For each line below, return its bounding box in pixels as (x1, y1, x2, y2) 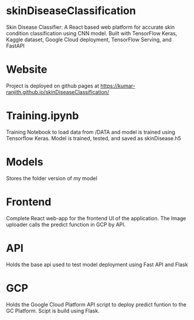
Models (6, 156, 43, 169)
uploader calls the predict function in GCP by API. (6, 221, 126, 228)
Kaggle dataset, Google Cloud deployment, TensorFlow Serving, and (6, 36, 172, 43)
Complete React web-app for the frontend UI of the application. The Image (6, 214, 186, 221)
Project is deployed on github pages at (6, 82, 100, 89)
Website (6, 63, 47, 76)
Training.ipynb (6, 109, 79, 123)
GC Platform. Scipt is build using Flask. (6, 307, 100, 314)
